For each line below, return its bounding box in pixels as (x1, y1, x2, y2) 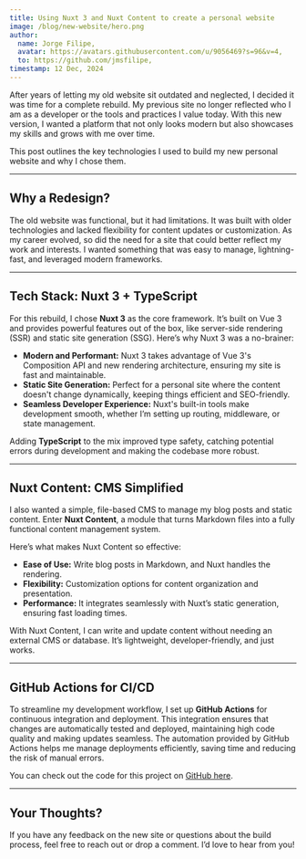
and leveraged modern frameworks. (27, 253, 163, 265)
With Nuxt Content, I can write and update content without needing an (9, 625, 273, 636)
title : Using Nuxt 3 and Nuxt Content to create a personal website (9, 13, 275, 23)
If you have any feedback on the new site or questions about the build (9, 829, 271, 840)
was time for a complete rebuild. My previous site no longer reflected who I (9, 99, 291, 110)
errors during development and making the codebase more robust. (9, 445, 260, 456)
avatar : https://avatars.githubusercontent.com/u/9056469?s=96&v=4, (17, 47, 283, 57)
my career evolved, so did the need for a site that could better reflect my (9, 234, 282, 245)
